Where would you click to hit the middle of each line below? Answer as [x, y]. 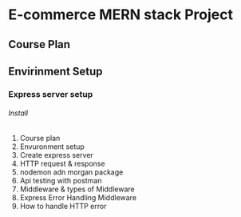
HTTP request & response [62, 164]
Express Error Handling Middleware [78, 198]
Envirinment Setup [55, 71]
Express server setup [51, 94]
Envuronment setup [52, 147]
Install [18, 113]
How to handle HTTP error [63, 207]
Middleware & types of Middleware [77, 189]
